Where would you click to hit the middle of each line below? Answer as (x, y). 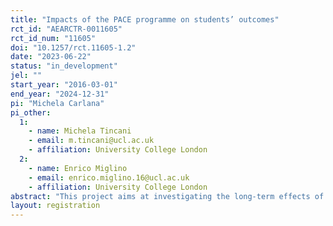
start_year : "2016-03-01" (64, 85)
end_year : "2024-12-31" (60, 94)
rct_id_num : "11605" (53, 38)
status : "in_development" (64, 66)
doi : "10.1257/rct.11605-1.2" (73, 47)
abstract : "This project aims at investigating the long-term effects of (167, 196)
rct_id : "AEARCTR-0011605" (66, 29)
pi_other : (31, 112)
